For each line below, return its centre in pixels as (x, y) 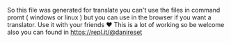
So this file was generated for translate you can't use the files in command (114, 10)
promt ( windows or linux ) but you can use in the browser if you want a (109, 17)
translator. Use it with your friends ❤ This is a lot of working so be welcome (116, 25)
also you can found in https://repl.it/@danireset (75, 32)
